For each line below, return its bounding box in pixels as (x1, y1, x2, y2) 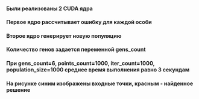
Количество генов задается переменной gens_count (6, 46, 146, 53)
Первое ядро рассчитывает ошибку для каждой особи (6, 19, 152, 26)
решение (6, 86, 31, 93)
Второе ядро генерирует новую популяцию (6, 32, 122, 39)
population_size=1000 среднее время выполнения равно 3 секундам (6, 66, 190, 73)
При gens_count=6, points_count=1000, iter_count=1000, (6, 59, 155, 67)
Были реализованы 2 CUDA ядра (6, 5, 93, 12)
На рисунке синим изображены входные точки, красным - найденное (6, 80, 194, 87)
